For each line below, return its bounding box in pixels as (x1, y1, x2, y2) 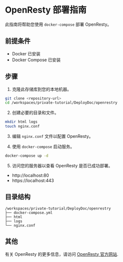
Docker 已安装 (12, 50, 41, 56)
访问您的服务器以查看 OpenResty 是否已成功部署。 (12, 163, 113, 168)
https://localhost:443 (12, 178, 54, 183)
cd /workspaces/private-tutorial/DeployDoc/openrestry (5, 100, 118, 105)
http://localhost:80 (12, 172, 49, 178)
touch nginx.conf (5, 124, 40, 129)
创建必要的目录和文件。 (12, 110, 59, 115)
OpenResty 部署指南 (5, 4, 87, 16)
